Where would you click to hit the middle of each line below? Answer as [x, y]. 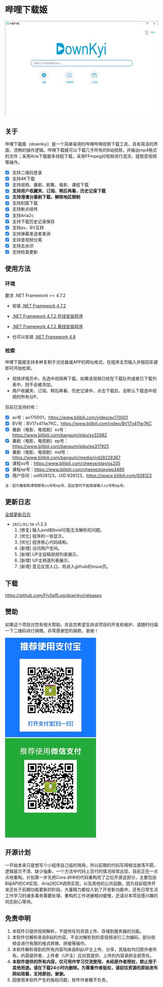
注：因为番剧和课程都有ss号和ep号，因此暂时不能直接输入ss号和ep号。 [66, 486]
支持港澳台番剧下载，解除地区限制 [46, 197]
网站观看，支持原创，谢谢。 [40, 973]
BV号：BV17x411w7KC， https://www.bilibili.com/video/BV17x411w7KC [82, 423]
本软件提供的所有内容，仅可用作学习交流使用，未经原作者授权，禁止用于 [84, 961]
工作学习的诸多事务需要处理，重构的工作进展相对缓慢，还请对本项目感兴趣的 [81, 896]
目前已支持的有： [22, 407]
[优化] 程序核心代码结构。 [45, 542]
